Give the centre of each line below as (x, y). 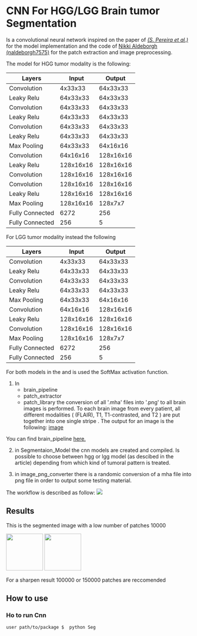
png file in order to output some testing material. (73, 480)
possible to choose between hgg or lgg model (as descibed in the (94, 456)
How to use (27, 599)
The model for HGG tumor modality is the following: (69, 64)
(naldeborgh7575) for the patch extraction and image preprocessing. (89, 52)
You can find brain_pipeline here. (46, 438)
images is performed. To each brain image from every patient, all (102, 408)
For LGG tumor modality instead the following (61, 237)
